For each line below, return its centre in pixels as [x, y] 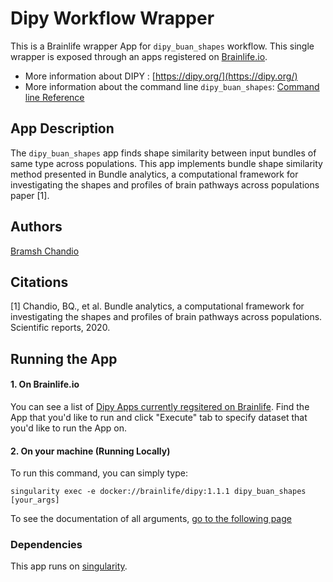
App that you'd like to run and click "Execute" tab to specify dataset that [159, 417]
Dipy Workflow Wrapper [112, 18]
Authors [36, 227]
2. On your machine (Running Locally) [90, 451]
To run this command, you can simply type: [99, 473]
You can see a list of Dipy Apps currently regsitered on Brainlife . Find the [160, 406]
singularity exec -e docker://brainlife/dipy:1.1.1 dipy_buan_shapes [158, 492]
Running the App [64, 358]
